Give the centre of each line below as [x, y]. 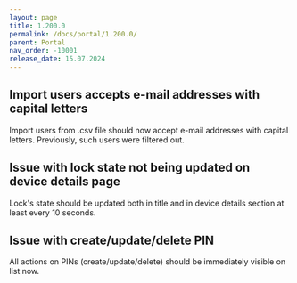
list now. [25, 271]
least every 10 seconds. [53, 212]
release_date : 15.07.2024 [57, 59]
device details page [65, 182]
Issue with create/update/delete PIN [112, 241]
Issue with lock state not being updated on [130, 168]
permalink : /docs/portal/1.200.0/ [74, 34]
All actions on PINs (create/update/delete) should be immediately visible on [148, 262]
